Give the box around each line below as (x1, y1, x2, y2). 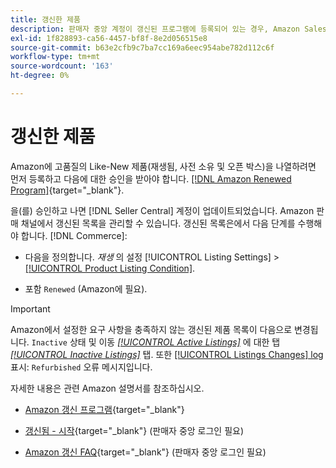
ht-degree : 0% (10, 71, 70, 81)
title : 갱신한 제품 (10, 14, 81, 25)
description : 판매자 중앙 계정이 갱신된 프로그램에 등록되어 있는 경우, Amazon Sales (10, 24, 327, 34)
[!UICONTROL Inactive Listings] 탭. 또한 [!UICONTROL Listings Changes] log (10, 348, 324, 360)
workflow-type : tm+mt (10, 52, 101, 62)
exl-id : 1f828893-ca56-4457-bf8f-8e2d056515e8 (10, 33, 208, 43)
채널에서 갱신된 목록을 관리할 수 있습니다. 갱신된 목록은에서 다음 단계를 (20, 217, 296, 229)
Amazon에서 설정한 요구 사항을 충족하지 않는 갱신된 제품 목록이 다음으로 (10, 323, 293, 335)
